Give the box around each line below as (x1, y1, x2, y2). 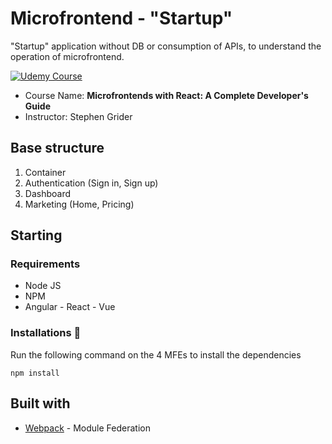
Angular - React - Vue (24, 301, 116, 313)
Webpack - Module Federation (24, 422, 151, 434)
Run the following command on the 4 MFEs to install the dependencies (10, 348, 302, 361)
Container (24, 166, 67, 178)
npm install (10, 368, 60, 378)
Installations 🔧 (10, 326, 82, 340)
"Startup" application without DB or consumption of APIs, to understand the (10, 40, 322, 52)
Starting (10, 227, 63, 244)
